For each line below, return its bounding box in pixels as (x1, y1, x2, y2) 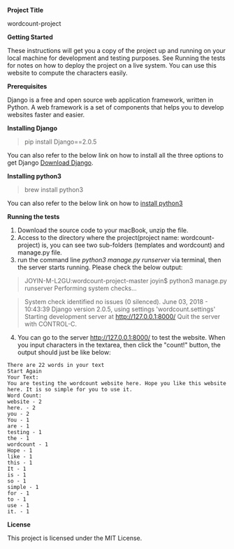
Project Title (7, 6, 44, 14)
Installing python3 (7, 172, 61, 180)
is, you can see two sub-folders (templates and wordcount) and (41, 241, 225, 249)
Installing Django (7, 124, 58, 132)
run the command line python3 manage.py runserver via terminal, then (17, 256, 221, 264)
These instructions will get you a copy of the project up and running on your (7, 47, 226, 54)
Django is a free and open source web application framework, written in (7, 96, 214, 104)
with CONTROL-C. (24, 320, 78, 328)
